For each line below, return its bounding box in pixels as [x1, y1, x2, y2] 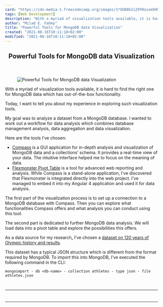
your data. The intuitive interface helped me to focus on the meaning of [12, 155, 155, 161]
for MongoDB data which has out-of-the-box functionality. [5, 91, 122, 97]
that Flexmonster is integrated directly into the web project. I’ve [12, 175, 139, 181]
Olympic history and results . [5, 240, 62, 246]
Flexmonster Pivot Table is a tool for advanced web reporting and [12, 165, 143, 171]
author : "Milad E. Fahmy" [5, 20, 57, 26]
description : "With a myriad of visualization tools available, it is [5, 16, 151, 21]
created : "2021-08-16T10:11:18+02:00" [5, 30, 83, 34]
